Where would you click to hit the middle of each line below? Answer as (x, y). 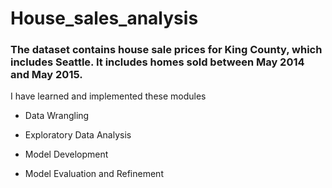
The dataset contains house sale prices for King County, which (166, 50)
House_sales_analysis (104, 18)
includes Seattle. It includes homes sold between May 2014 (157, 62)
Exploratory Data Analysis (78, 135)
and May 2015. (46, 75)
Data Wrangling (57, 116)
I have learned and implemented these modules (108, 96)
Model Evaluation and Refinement (94, 174)
